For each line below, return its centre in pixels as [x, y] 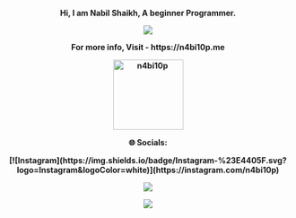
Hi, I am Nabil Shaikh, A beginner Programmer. [148, 13]
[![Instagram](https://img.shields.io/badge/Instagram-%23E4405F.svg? [148, 160]
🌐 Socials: [148, 142]
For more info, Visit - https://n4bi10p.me [148, 47]
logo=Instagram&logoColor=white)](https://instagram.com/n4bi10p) [148, 170]
